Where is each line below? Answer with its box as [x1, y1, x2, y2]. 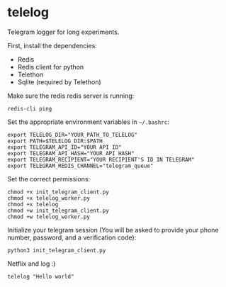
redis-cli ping [7, 105, 52, 112]
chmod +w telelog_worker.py [7, 213, 91, 220]
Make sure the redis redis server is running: [7, 91, 135, 100]
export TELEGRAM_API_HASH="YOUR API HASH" [7, 150, 135, 157]
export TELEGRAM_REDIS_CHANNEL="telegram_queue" [7, 162, 154, 169]
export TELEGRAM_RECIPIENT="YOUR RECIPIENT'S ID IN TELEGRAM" [7, 156, 195, 163]
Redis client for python [17, 62, 84, 71]
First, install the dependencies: [7, 41, 97, 50]
